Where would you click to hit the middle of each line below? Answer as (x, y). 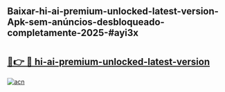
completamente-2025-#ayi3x (73, 33)
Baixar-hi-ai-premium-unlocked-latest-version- (113, 11)
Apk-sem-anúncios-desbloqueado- (86, 22)
